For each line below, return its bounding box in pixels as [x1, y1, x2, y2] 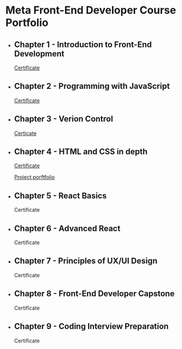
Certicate [14, 129, 37, 137]
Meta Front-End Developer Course [5, 4, 177, 17]
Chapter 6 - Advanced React [14, 223, 121, 233]
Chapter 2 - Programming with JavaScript [14, 81, 170, 91]
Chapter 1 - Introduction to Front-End [14, 39, 152, 49]
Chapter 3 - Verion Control [14, 114, 113, 124]
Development [14, 48, 65, 59]
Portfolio [5, 16, 49, 29]
